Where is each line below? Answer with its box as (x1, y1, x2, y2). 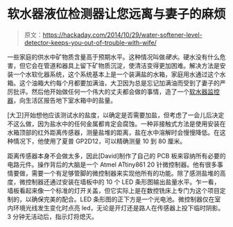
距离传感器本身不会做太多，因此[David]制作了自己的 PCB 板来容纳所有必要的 (7, 151, 227, 160)
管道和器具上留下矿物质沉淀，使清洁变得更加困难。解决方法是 (43, 61, 220, 69)
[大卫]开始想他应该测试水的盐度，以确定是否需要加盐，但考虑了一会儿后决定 (7, 110, 225, 119)
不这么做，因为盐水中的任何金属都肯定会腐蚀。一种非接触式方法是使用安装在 (7, 119, 226, 128)
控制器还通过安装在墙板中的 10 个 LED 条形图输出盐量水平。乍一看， (25, 178, 221, 186)
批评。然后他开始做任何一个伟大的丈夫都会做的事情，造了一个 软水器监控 (12, 87, 220, 96)
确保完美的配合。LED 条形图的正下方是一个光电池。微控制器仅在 (31, 195, 215, 203)
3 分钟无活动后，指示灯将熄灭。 (7, 212, 98, 221)
